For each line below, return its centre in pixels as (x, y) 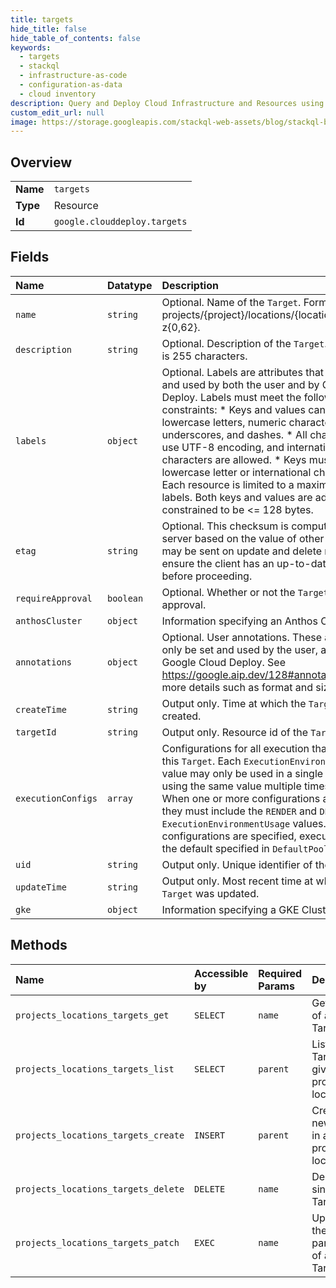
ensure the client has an (218, 563)
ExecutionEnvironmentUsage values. (244, 823)
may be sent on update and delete (242, 551)
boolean (125, 598)
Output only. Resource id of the (235, 732)
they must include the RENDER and (239, 811)
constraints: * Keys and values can (243, 409)
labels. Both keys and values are (237, 497)
